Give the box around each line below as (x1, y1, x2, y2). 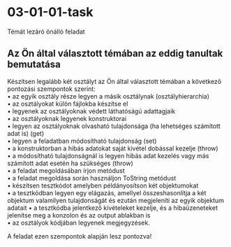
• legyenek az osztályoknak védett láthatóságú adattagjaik (7, 106, 176, 115)
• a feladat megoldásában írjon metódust (7, 166, 125, 175)
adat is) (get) (7, 129, 45, 137)
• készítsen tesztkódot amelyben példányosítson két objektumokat (7, 181, 199, 190)
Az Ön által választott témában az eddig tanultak (7, 48, 223, 59)
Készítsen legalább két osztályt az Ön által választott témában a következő (7, 77, 222, 85)
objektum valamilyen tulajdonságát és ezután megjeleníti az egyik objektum (7, 196, 225, 204)
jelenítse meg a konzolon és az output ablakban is (7, 211, 151, 219)
